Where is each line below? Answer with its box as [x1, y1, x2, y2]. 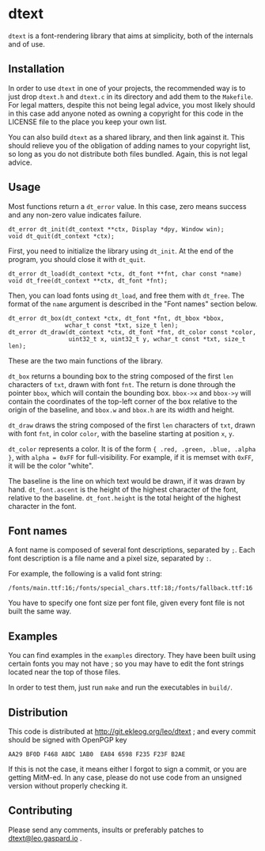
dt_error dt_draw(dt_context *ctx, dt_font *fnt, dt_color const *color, [8, 328, 257, 336]
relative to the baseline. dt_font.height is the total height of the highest [8, 492, 241, 503]
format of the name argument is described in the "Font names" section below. [8, 298, 258, 309]
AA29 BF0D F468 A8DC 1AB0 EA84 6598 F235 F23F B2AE [8, 750, 186, 758]
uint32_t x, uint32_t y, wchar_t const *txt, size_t [68, 335, 246, 343]
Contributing [8, 804, 73, 818]
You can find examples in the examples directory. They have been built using [8, 651, 256, 660]
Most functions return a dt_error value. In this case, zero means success [8, 201, 247, 211]
